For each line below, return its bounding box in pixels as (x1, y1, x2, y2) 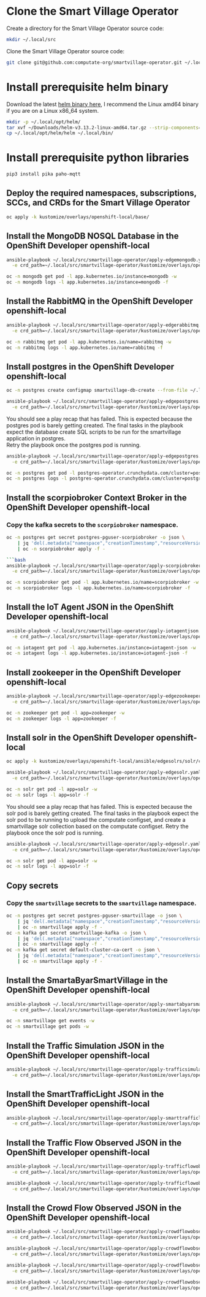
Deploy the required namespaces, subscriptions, (6, 188, 197, 199)
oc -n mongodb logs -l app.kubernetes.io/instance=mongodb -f (6, 279, 169, 286)
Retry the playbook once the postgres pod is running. (6, 441, 141, 448)
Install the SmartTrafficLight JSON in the (6, 1089, 164, 1100)
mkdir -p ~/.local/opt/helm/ (6, 118, 81, 125)
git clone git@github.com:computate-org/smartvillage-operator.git (6, 59, 183, 66)
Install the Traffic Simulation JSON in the (6, 1041, 164, 1051)
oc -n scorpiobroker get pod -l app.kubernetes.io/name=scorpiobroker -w (6, 580, 199, 586)
